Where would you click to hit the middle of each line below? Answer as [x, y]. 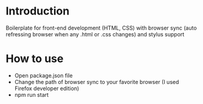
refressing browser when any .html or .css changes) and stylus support [95, 34]
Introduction [38, 11]
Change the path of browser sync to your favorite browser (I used [97, 82]
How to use [35, 59]
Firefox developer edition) [47, 88]
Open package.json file [43, 75]
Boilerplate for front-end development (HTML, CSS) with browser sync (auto [101, 28]
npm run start [32, 94]
